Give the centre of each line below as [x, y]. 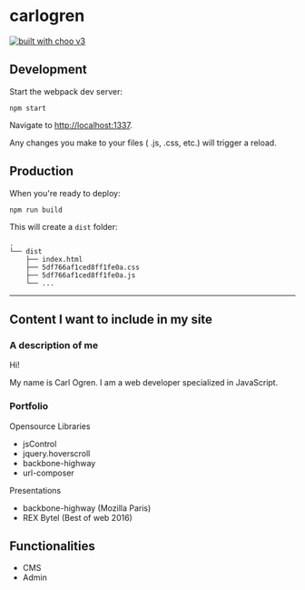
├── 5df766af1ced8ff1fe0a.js [81, 275]
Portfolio [29, 406]
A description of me [54, 345]
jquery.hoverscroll [56, 453]
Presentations [35, 490]
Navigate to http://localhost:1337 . [71, 125]
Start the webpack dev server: [66, 91]
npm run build [36, 210]
